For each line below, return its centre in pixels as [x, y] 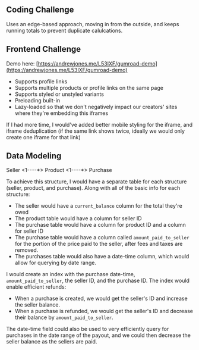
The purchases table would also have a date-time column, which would [102, 257]
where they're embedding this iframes [61, 113]
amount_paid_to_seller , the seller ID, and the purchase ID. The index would [98, 281]
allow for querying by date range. [56, 263]
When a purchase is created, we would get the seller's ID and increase [101, 299]
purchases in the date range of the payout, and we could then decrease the [99, 335]
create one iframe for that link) [44, 137]
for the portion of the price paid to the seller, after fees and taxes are [99, 244]
